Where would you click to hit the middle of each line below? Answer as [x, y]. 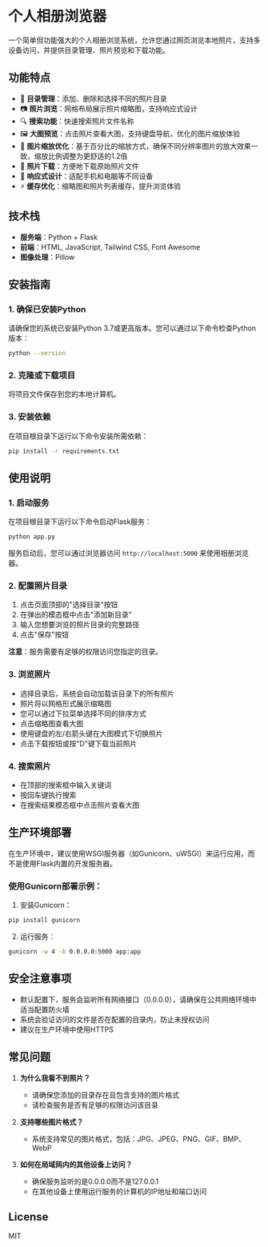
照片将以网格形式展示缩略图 [66, 703]
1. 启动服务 [29, 502]
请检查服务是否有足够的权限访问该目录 [95, 1105]
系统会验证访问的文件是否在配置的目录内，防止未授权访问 [114, 1019]
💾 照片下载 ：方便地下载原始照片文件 [79, 166]
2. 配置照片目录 [38, 586]
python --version [37, 354]
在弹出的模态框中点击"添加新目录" [76, 615]
